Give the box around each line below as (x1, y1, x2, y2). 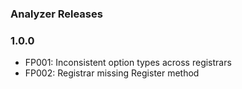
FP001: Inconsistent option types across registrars (24, 57, 232, 69)
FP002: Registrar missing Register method (24, 67, 200, 79)
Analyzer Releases (10, 7, 103, 21)
